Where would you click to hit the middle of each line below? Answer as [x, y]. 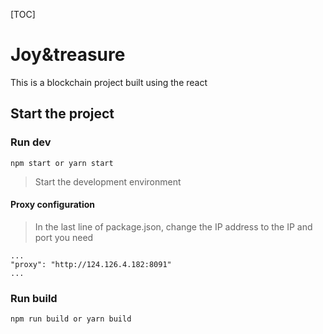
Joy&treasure [68, 55]
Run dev [31, 142]
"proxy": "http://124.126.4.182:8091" [91, 264]
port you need [64, 237]
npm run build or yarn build [71, 319]
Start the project [62, 114]
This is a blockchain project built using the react [109, 82]
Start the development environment [108, 181]
